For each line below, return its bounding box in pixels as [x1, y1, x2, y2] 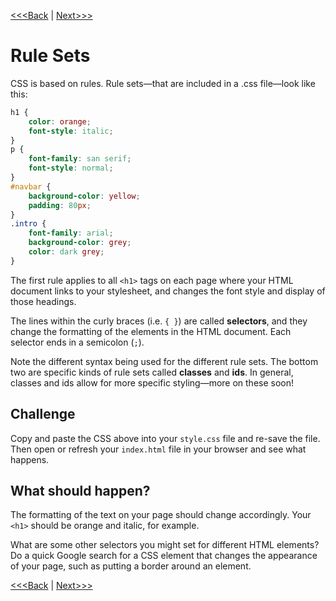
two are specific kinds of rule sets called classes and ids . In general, [10, 366, 294, 378]
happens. [10, 453, 50, 465]
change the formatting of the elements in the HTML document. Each [10, 325, 292, 337]
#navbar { [10, 181, 52, 192]
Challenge [10, 406, 76, 423]
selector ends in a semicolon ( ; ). [10, 336, 145, 348]
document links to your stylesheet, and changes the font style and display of [10, 285, 326, 297]
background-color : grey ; [28, 238, 132, 248]
